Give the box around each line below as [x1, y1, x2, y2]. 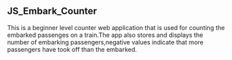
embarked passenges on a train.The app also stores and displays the [7, 31, 204, 39]
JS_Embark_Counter [7, 5, 97, 17]
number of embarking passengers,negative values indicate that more [7, 37, 204, 46]
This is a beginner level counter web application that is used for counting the [7, 23, 225, 31]
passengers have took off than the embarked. [7, 45, 137, 53]
